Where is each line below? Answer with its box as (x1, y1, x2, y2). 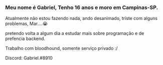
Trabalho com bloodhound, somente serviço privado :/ (5, 45, 118, 51)
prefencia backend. (5, 35, 46, 41)
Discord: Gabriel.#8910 (5, 55, 53, 61)
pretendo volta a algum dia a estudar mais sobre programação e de (5, 30, 144, 36)
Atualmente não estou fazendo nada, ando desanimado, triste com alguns (5, 15, 158, 21)
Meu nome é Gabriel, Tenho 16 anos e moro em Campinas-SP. (5, 4, 158, 11)
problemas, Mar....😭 (5, 20, 48, 26)
